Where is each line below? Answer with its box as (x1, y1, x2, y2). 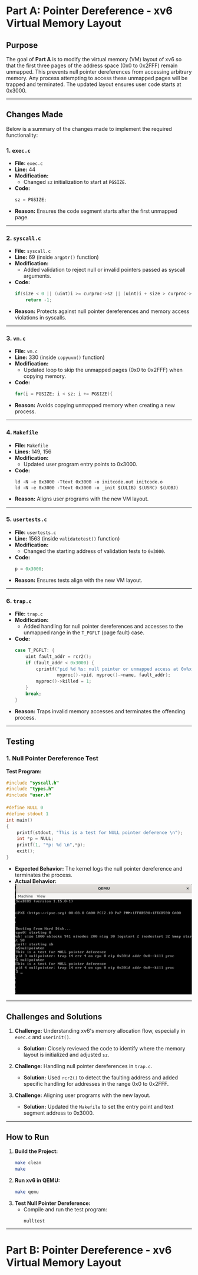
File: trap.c (14, 610, 43, 617)
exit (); (16, 848, 35, 854)
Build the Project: (14, 1148, 58, 1155)
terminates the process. (14, 871, 72, 878)
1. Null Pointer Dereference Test (6, 755, 98, 763)
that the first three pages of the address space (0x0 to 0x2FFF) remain (6, 62, 178, 69)
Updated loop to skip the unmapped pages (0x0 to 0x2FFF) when (23, 367, 183, 374)
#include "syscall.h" (6, 780, 60, 786)
